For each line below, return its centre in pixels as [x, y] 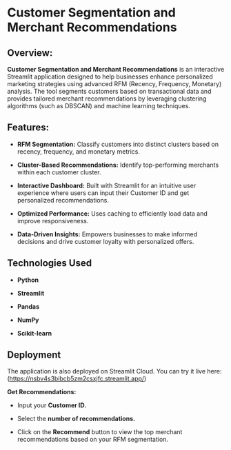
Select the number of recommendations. [76, 419]
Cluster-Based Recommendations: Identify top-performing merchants [118, 165]
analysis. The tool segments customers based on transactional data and [109, 91]
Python [28, 280]
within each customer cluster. [59, 172]
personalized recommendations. [63, 200]
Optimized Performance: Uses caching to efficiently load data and [112, 213]
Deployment [34, 355]
